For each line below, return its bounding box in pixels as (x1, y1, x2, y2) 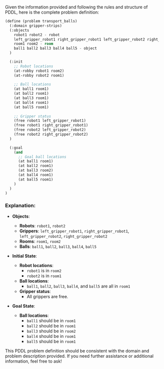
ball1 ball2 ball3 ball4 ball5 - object (14, 46, 97, 51)
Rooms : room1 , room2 (19, 238, 61, 244)
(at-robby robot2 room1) (14, 73, 64, 78)
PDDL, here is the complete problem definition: (5, 9, 99, 15)
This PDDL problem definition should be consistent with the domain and (5, 348, 150, 353)
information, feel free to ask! (5, 358, 62, 364)
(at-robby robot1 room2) (14, 68, 64, 73)
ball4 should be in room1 (26, 333, 76, 339)
